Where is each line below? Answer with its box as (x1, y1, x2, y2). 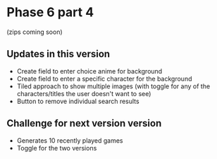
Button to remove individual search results (16, 97, 139, 105)
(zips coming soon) (6, 28, 63, 36)
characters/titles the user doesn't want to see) (16, 89, 151, 98)
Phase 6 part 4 (6, 4, 94, 20)
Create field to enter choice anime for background (16, 66, 163, 75)
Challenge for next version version (6, 117, 162, 129)
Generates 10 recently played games (16, 136, 123, 145)
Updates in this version (6, 48, 111, 60)
